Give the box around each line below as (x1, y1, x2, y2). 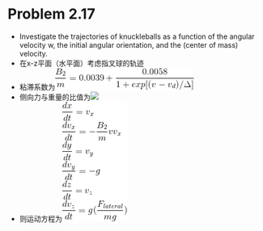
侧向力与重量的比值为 (19, 92, 91, 102)
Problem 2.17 (7, 5, 95, 23)
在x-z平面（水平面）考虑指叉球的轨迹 (19, 58, 145, 68)
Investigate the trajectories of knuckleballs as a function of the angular (19, 31, 256, 41)
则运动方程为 (19, 213, 62, 223)
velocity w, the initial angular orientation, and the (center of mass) (19, 40, 239, 49)
